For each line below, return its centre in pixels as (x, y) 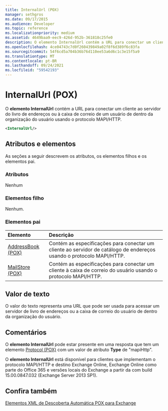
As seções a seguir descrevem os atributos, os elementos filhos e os (76, 156)
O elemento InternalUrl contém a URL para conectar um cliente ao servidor (83, 108)
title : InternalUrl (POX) (32, 10)
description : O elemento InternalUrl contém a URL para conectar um (78, 42)
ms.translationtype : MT (30, 56)
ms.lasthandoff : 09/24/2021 (34, 65)
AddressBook (24, 246)
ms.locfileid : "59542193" (32, 70)
